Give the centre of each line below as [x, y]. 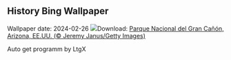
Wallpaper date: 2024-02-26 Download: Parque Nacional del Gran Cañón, [115, 28]
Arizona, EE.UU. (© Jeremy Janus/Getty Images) [77, 35]
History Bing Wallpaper [58, 11]
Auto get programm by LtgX [47, 49]
